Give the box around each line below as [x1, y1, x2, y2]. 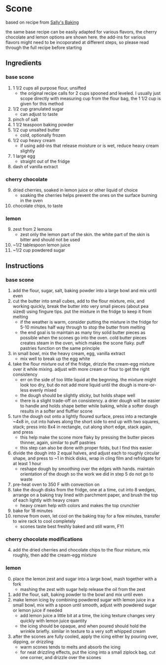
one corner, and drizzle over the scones [20, 654, 101, 660]
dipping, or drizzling [12, 638, 54, 644]
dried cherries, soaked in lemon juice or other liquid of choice [12, 187, 138, 193]
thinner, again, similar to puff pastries [20, 440, 96, 445]
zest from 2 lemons [12, 226, 52, 232]
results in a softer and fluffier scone [20, 408, 93, 414]
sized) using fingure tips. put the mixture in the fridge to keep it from [12, 308, 152, 314]
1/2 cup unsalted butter [12, 127, 60, 133]
